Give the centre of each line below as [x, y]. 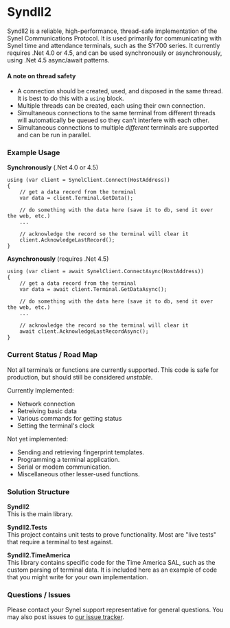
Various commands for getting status [69, 418]
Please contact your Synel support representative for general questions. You [115, 610]
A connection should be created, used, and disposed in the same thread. [120, 91]
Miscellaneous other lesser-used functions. [78, 474]
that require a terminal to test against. [60, 542]
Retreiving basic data [47, 411]
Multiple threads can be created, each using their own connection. [111, 106]
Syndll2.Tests [27, 527]
